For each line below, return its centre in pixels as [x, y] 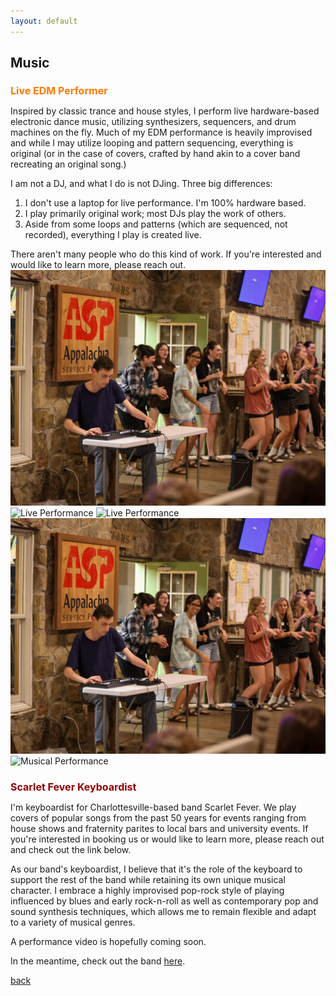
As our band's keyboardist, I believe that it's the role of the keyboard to [156, 869]
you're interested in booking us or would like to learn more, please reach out [167, 839]
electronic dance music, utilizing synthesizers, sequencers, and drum [153, 122]
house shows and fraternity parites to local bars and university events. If [159, 828]
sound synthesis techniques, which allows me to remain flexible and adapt [163, 911]
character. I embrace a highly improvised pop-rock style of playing [147, 890]
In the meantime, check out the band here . [98, 961]
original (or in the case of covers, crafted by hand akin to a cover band [155, 154]
